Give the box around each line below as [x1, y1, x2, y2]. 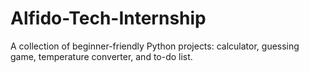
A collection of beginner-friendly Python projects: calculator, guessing [10, 40, 300, 52]
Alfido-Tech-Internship [10, 7, 207, 30]
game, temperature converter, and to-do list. [10, 50, 193, 62]
